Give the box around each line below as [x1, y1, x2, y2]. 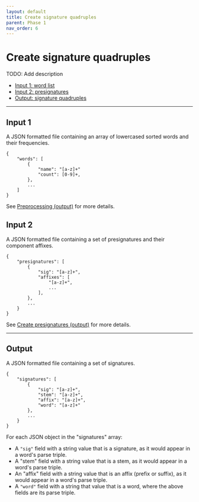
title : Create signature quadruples [6, 14, 97, 20]
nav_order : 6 [6, 25, 38, 31]
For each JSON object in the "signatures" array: [6, 433, 123, 440]
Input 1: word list [14, 82, 55, 89]
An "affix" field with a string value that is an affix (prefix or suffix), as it [14, 470, 187, 477]
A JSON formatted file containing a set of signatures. [6, 360, 135, 367]
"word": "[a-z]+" [37, 402, 81, 408]
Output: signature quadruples [14, 94, 87, 101]
